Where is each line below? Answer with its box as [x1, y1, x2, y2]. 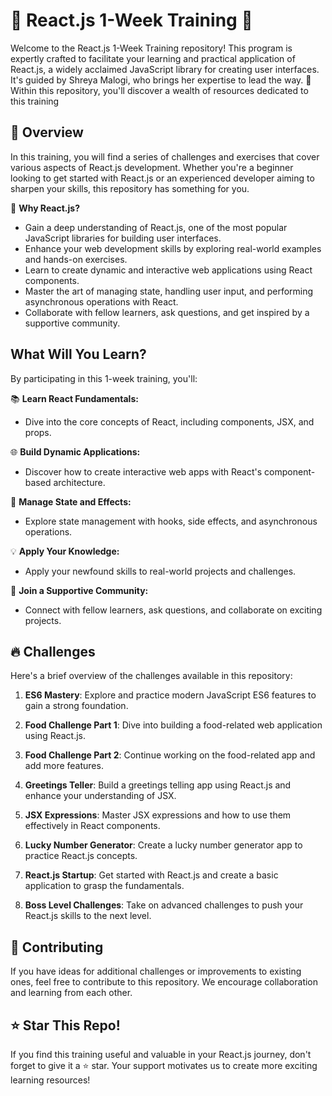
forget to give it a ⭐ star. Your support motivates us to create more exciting [10, 1060, 318, 1071]
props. [24, 426, 52, 438]
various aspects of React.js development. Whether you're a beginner [10, 161, 294, 173]
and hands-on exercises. [24, 253, 128, 265]
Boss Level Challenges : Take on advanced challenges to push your [24, 899, 304, 911]
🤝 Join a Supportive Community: [10, 584, 149, 596]
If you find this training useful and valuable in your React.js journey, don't [10, 1049, 312, 1060]
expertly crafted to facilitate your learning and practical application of [10, 52, 296, 64]
